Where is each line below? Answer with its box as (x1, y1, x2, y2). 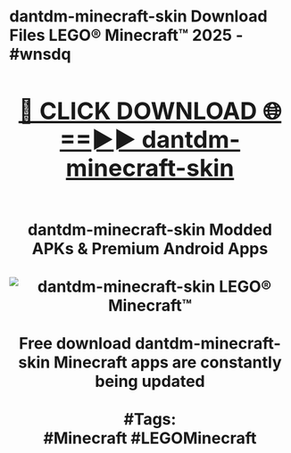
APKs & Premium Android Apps (31, 238, 269, 259)
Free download (19, 333, 132, 353)
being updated (95, 371, 205, 391)
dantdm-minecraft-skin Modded (27, 219, 272, 240)
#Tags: (123, 408, 177, 429)
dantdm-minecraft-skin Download (9, 6, 268, 27)
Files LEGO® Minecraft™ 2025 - (9, 25, 244, 45)
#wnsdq (9, 45, 71, 64)
